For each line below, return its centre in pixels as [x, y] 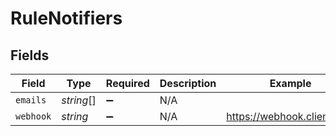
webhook [33, 116]
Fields [30, 55]
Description [188, 83]
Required [127, 83]
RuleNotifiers [66, 18]
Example [290, 83]
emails [31, 100]
